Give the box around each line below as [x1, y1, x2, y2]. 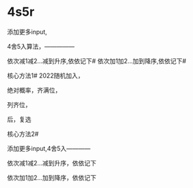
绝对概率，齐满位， [7, 86, 62, 94]
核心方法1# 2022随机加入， [7, 71, 84, 80]
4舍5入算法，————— [7, 42, 75, 50]
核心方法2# [7, 130, 39, 138]
